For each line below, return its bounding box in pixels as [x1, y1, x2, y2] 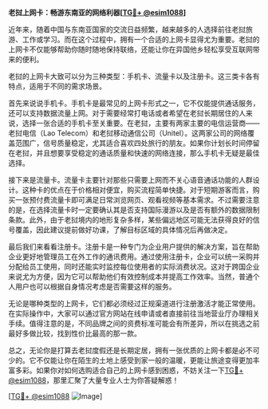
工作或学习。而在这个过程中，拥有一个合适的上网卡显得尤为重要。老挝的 [22, 35, 260, 44]
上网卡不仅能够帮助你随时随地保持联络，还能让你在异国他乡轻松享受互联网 [8, 45, 253, 54]
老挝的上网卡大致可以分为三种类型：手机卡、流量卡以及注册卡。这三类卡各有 [8, 72, 260, 81]
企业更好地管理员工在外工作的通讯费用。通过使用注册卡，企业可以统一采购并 [8, 252, 260, 262]
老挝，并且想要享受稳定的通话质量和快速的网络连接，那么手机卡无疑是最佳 [14, 148, 260, 158]
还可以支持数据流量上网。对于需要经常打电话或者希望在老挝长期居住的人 [8, 108, 246, 118]
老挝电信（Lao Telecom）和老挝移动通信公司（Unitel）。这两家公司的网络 [8, 128, 248, 138]
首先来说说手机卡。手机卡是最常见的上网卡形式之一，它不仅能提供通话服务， [8, 99, 260, 108]
